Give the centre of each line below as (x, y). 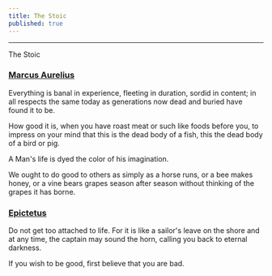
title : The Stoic (38, 16)
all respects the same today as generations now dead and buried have (125, 101)
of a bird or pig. (34, 143)
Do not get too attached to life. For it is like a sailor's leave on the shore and (134, 231)
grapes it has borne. (42, 192)
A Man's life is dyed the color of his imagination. (89, 158)
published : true (36, 24)
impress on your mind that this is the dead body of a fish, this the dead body (136, 134)
